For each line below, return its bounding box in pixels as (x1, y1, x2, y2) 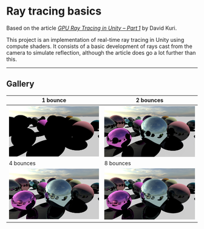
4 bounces (8, 159, 36, 166)
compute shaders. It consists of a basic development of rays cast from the (6, 43, 192, 50)
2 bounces (135, 97, 164, 104)
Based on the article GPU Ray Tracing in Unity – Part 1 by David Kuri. (6, 24, 177, 32)
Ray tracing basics (6, 4, 102, 18)
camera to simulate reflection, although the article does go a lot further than (6, 49, 196, 56)
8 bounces (104, 159, 132, 166)
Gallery (6, 79, 35, 89)
